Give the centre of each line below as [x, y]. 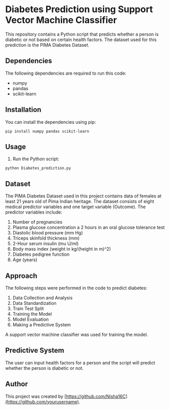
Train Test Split [28, 309]
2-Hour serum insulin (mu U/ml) [46, 244]
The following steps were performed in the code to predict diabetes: [76, 288]
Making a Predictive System [41, 325]
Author [16, 384]
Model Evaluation [31, 319]
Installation [23, 110]
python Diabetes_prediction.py [38, 168]
